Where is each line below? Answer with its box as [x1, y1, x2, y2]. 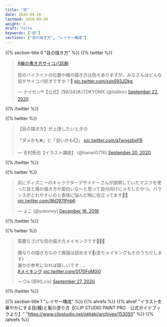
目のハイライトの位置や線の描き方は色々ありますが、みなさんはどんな [17, 72, 162, 78]
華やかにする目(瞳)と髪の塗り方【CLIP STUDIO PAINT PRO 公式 [5, 304, 139, 310]
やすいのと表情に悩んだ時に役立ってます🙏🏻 [39, 192, 128, 198]
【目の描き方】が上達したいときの [17, 126, 88, 132]
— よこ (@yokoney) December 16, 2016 [17, 208, 99, 214]
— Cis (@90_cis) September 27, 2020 [17, 278, 95, 284]
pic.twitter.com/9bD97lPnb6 [17, 197, 76, 203]
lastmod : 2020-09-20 [5, 17, 48, 22]
